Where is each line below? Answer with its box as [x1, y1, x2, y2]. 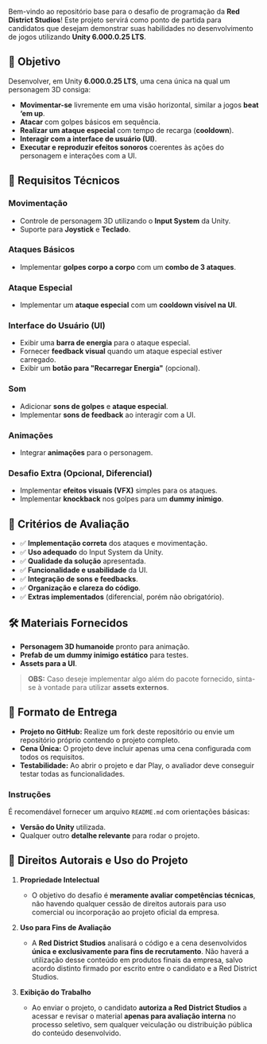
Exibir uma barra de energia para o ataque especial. [19, 338, 191, 348]
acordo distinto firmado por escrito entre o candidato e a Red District [31, 963, 257, 973]
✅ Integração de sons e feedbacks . [19, 575, 139, 584]
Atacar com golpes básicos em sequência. [19, 117, 161, 127]
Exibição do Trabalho [19, 987, 91, 997]
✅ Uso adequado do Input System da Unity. [19, 547, 164, 557]
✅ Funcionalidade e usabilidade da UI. [19, 565, 149, 575]
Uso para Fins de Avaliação [19, 922, 111, 932]
